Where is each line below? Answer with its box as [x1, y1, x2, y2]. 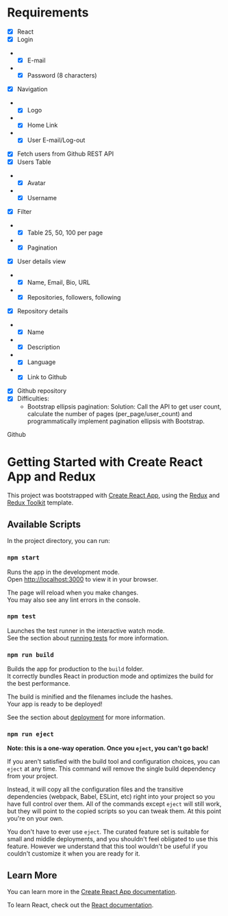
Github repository [16, 387, 67, 395]
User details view [16, 257, 66, 265]
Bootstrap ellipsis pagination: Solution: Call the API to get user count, [27, 402, 222, 411]
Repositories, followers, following [27, 293, 121, 301]
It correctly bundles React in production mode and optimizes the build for [7, 672, 214, 680]
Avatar [27, 178, 46, 186]
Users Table [16, 158, 51, 166]
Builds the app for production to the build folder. [7, 665, 144, 673]
